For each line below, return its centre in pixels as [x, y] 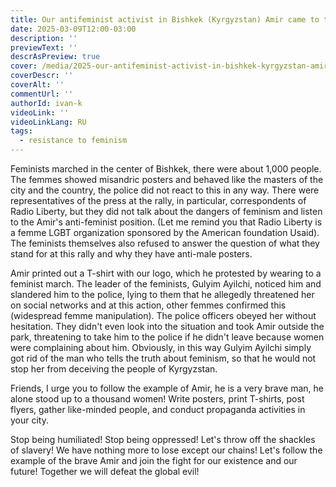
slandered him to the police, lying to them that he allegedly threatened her [162, 294]
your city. [30, 420]
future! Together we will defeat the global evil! [105, 471]
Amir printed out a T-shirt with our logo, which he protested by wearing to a [166, 273]
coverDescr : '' [42, 76]
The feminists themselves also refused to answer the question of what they [165, 243]
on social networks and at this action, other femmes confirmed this [148, 305]
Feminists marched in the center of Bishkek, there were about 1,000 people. [166, 169]
